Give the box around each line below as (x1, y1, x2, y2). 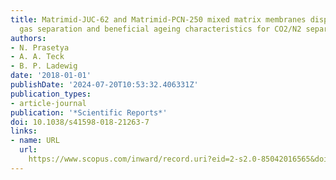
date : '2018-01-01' (10, 71, 92, 81)
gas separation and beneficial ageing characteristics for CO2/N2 (19, 24, 302, 34)
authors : (10, 33, 47, 43)
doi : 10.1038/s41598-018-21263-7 (10, 117, 150, 127)
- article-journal (10, 98, 87, 108)
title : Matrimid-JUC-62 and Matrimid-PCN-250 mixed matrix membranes (10, 14, 307, 25)
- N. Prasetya (10, 42, 70, 53)
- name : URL (10, 136, 60, 146)
